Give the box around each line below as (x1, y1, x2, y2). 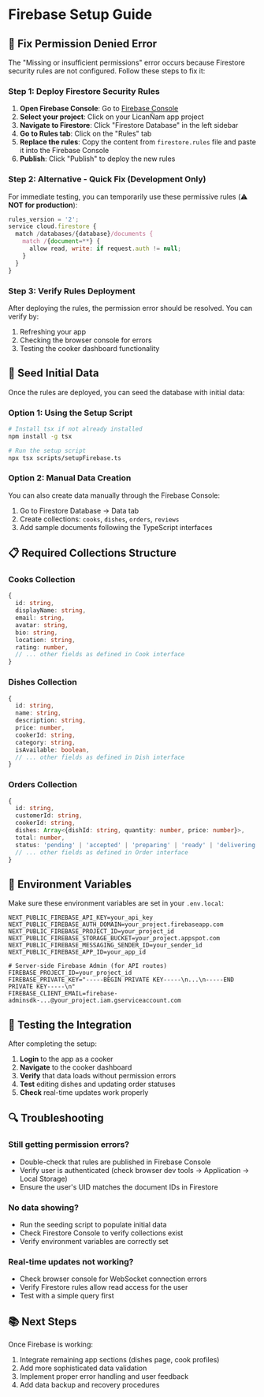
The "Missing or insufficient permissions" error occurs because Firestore (8, 58, 246, 67)
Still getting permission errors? (8, 1139, 130, 1150)
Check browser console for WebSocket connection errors (19, 1274, 207, 1283)
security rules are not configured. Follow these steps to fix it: (8, 66, 206, 76)
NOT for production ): (8, 200, 78, 210)
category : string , (15, 738, 76, 746)
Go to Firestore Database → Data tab (19, 506, 139, 515)
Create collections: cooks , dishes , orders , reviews (19, 514, 180, 524)
